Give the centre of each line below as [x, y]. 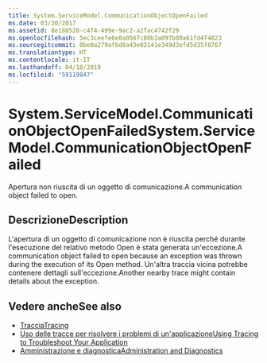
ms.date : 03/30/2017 [43, 23]
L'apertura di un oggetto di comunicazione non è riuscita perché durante [127, 239]
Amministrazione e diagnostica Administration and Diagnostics [121, 351]
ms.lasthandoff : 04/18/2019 [55, 68]
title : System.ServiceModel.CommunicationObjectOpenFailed [108, 15]
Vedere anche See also [65, 306]
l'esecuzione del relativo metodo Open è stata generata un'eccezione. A [126, 248]
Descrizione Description [68, 220]
